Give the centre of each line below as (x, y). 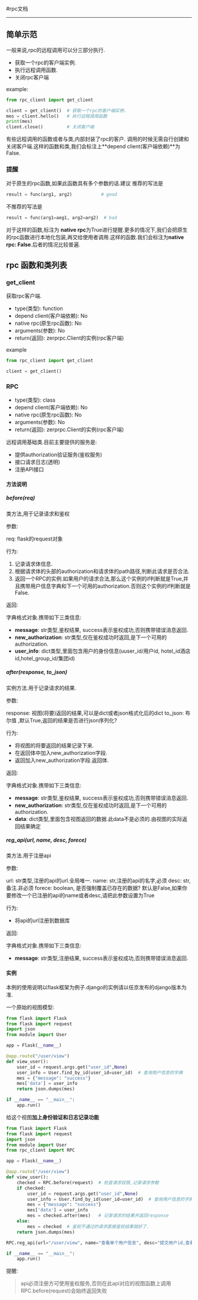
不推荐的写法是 (24, 207)
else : (24, 1221)
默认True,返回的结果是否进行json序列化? (68, 720)
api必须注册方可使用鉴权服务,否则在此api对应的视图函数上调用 (96, 1283)
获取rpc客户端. (24, 296)
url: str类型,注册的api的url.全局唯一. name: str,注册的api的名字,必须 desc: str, (98, 881)
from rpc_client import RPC (41, 1151)
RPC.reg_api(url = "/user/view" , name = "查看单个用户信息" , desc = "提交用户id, (96, 1243)
